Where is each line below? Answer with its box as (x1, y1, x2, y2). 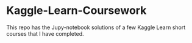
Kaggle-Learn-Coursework (6, 4, 147, 18)
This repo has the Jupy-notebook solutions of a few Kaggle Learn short (6, 24, 186, 31)
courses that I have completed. (6, 30, 84, 37)
